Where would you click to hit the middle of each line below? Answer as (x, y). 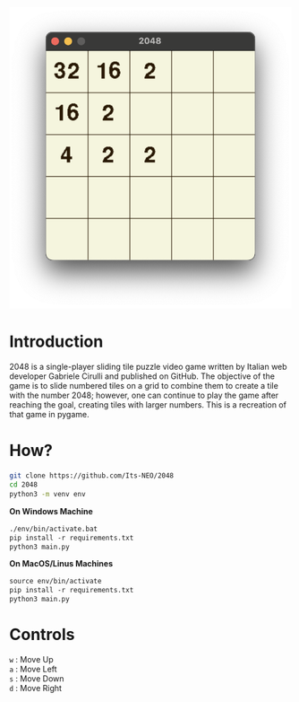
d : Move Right (36, 689)
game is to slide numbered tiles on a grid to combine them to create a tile (144, 385)
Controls (42, 635)
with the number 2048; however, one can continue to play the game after (144, 395)
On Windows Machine (51, 512)
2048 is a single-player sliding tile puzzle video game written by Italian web (149, 366)
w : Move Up (31, 660)
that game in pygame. (49, 414)
